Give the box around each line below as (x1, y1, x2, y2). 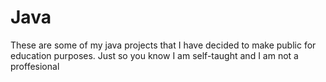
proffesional (10, 60, 60, 72)
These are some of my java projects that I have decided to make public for (10, 39, 317, 51)
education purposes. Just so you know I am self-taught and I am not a (10, 49, 299, 61)
